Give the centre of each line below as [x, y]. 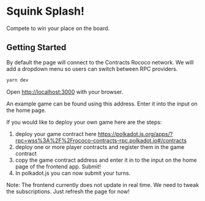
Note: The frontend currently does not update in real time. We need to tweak [103, 184]
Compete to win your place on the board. [58, 28]
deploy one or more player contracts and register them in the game [100, 147]
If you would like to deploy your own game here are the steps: [84, 122]
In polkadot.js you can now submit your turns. [73, 173]
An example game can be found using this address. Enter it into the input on [102, 104]
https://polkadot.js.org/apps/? [135, 134]
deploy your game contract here [56, 134]
